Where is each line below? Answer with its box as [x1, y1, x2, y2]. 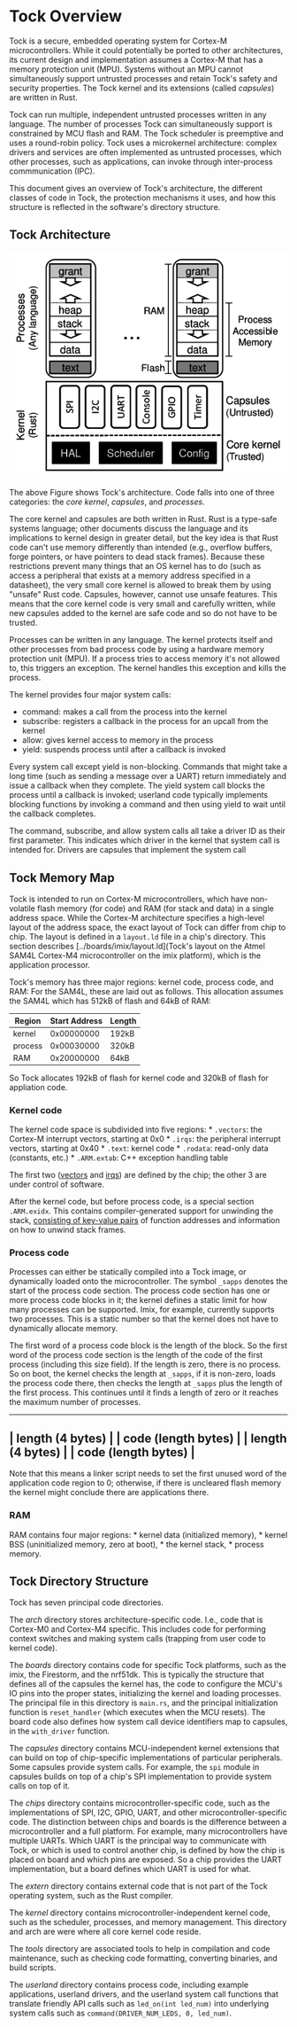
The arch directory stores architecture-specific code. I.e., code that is [9, 1615, 263, 1625]
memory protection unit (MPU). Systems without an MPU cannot [9, 64, 244, 74]
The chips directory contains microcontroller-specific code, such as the [9, 1797, 270, 1809]
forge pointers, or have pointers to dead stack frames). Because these [9, 551, 265, 562]
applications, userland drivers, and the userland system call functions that [9, 1989, 279, 2000]
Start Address [49, 1015, 103, 1025]
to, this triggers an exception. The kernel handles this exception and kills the [9, 663, 287, 674]
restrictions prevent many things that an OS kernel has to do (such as [9, 561, 262, 572]
